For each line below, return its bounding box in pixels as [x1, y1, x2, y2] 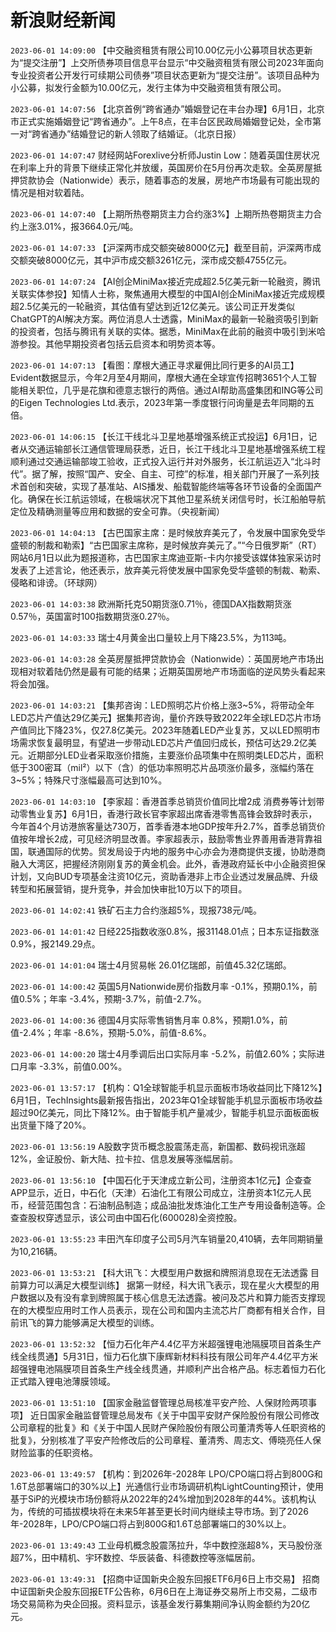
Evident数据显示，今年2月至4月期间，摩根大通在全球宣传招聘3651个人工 [10, 371, 309, 383]
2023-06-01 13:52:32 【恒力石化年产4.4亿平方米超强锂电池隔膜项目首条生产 [10, 1337, 322, 1350]
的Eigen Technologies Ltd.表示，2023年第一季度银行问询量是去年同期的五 [10, 396, 315, 408]
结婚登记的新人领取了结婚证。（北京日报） [70, 127, 242, 140]
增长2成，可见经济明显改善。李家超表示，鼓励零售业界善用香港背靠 [36, 832, 314, 845]
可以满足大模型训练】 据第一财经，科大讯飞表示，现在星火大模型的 [36, 1279, 311, 1291]
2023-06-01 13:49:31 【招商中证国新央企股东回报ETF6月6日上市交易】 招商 [10, 1572, 320, 1585]
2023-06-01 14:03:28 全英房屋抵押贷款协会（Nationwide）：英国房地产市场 [10, 652, 316, 665]
